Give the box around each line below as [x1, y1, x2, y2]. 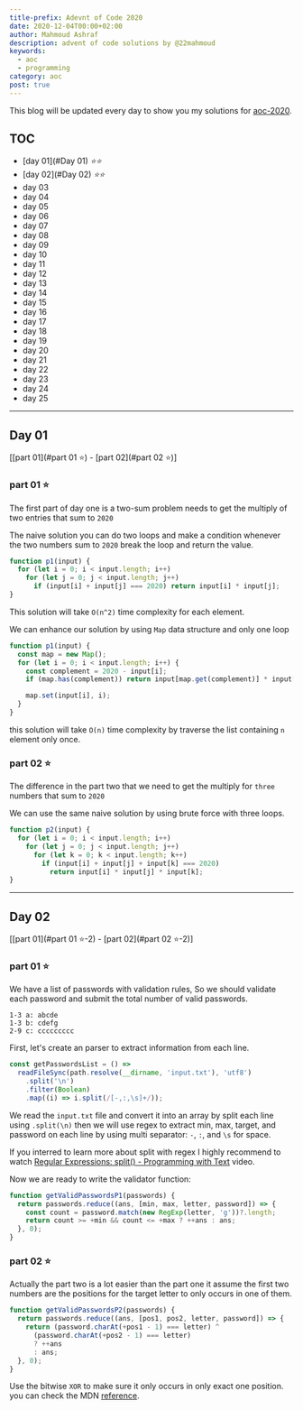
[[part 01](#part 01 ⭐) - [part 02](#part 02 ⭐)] [9, 452, 178, 463]
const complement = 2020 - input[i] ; [25, 667, 168, 676]
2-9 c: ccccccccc [9, 1027, 75, 1036]
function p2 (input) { [9, 825, 91, 834]
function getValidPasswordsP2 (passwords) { [9, 1305, 176, 1315]
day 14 [22, 288, 48, 299]
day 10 [22, 249, 48, 260]
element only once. [9, 733, 81, 744]
